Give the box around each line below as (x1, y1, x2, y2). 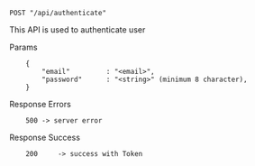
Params (9, 41, 38, 52)
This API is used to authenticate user (9, 24, 146, 35)
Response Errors (9, 99, 72, 109)
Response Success (9, 132, 81, 143)
